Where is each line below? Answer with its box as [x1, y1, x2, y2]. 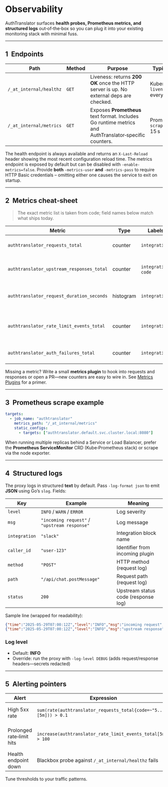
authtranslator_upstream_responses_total [7, 266, 108, 272]
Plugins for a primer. [5, 379, 47, 385]
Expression [89, 695, 117, 702]
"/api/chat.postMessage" [40, 576, 100, 582]
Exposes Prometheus [90, 106, 141, 113]
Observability [5, 4, 63, 15]
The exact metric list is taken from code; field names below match [17, 209, 153, 216]
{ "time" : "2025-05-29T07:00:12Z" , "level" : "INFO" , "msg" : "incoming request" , [5, 622, 164, 627]
